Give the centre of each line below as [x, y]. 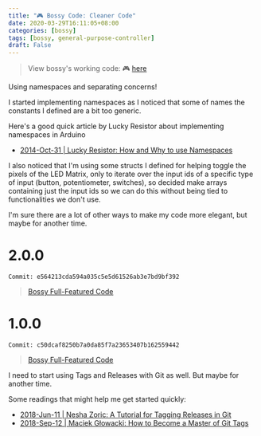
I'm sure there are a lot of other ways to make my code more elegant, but [128, 215]
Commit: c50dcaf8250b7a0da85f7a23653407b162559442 [94, 345]
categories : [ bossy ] [43, 30]
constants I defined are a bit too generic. [75, 111]
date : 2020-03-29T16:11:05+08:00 [64, 23]
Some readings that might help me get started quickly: [97, 399]
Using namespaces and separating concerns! [83, 87]
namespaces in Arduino [47, 135]
